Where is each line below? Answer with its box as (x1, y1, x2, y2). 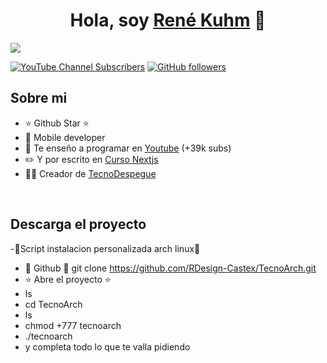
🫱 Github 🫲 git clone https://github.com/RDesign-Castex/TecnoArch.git (24, 262, 317, 274)
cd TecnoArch (24, 298, 83, 310)
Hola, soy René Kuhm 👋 (69, 9, 267, 32)
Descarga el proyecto (10, 216, 147, 233)
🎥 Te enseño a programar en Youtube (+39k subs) (24, 142, 232, 154)
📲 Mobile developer (24, 131, 106, 143)
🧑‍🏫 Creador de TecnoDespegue (24, 167, 157, 179)
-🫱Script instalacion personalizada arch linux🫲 (10, 242, 201, 254)
